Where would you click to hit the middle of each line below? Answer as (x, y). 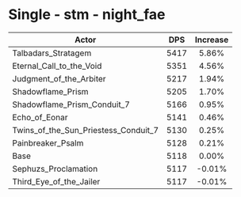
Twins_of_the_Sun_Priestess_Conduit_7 (86, 130)
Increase (212, 40)
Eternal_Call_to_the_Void (57, 66)
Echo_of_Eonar (40, 117)
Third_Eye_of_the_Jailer (56, 181)
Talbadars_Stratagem (52, 53)
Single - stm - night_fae (87, 15)
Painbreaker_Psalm (48, 142)
